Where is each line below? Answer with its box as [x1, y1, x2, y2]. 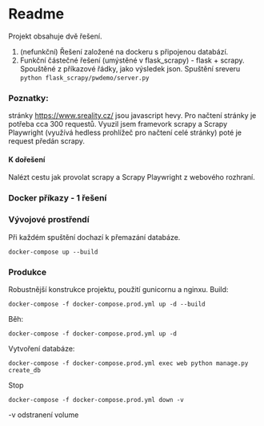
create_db [8, 366, 42, 374]
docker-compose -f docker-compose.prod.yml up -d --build [8, 300, 206, 308]
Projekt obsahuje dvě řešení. [8, 31, 102, 41]
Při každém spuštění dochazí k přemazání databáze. [8, 232, 181, 241]
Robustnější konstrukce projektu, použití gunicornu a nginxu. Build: [8, 284, 229, 294]
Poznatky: [8, 92, 50, 103]
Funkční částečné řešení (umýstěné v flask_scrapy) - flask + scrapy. [19, 55, 246, 65]
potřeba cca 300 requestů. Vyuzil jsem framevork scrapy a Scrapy [8, 120, 228, 129]
